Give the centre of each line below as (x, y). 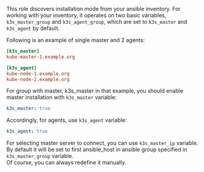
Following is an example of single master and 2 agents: (76, 40)
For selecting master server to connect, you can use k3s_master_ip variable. (102, 143)
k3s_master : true (28, 109)
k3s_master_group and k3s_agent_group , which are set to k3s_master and (97, 22)
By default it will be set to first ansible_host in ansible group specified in (97, 149)
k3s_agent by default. (33, 28)
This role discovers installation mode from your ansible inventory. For (93, 9)
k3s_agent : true (27, 131)
